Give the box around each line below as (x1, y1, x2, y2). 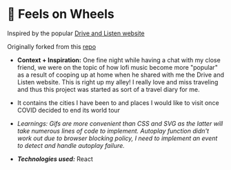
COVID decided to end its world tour (17, 106, 121, 114)
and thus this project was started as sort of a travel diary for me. (17, 85, 200, 93)
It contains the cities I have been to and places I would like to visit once (17, 98, 219, 106)
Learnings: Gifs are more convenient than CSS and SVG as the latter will (17, 119, 223, 127)
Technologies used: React (17, 155, 93, 163)
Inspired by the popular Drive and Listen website (7, 29, 145, 37)
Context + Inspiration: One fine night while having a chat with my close (17, 55, 221, 64)
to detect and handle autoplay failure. (17, 141, 125, 149)
